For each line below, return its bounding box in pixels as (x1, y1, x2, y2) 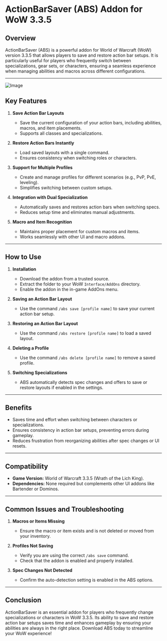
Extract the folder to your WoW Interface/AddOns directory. (19, 281, 141, 287)
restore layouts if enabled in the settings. (19, 384, 103, 390)
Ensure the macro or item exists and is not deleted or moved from (19, 528, 154, 534)
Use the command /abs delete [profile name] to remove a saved (19, 355, 156, 361)
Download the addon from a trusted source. (19, 275, 109, 281)
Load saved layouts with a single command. (19, 149, 110, 155)
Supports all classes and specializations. (19, 130, 103, 136)
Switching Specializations (12, 369, 68, 375)
